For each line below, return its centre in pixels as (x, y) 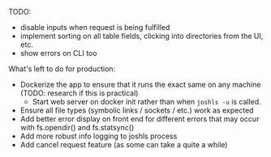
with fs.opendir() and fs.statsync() (77, 127)
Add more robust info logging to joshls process (99, 136)
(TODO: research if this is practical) (79, 93)
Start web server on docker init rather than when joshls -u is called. (146, 102)
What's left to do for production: (62, 69)
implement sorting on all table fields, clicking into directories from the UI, (142, 36)
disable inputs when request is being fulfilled (95, 27)
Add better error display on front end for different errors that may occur (140, 119)
